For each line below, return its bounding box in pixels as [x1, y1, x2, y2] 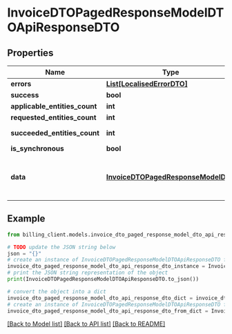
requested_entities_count [10, 112, 97, 122]
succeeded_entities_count [10, 128, 100, 137]
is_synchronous [10, 144, 64, 153]
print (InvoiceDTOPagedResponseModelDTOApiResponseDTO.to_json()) [7, 276, 199, 283]
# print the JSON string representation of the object [7, 269, 168, 277]
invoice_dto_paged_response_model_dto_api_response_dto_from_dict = [7, 307, 209, 315]
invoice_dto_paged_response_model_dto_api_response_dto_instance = [7, 263, 206, 270]
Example [7, 213, 46, 225]
